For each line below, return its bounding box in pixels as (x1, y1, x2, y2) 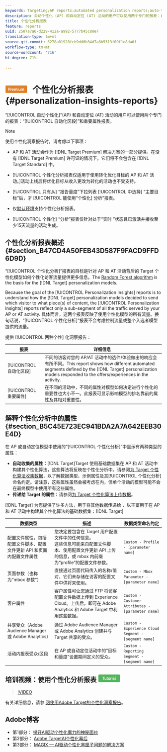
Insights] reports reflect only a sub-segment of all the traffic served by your (5, 305, 160, 311)
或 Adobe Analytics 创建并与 (54, 628, 112, 634)
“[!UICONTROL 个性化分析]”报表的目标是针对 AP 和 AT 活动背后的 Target (5, 268, 154, 274)
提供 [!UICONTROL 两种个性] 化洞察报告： (5, 334, 91, 340)
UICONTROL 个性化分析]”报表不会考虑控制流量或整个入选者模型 (27, 317, 158, 323)
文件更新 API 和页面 (7, 547, 47, 553)
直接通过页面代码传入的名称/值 (54, 567, 117, 573)
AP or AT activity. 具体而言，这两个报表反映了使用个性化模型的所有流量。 (5, 311, 155, 317)
